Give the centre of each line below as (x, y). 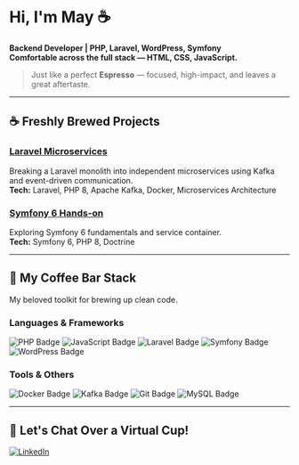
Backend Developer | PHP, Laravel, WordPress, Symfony (116, 48)
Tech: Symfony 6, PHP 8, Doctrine (72, 241)
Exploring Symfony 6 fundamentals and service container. (116, 232)
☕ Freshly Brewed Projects (85, 122)
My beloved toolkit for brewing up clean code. (93, 299)
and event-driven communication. (71, 180)
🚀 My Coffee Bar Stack (73, 278)
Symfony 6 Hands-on (57, 213)
